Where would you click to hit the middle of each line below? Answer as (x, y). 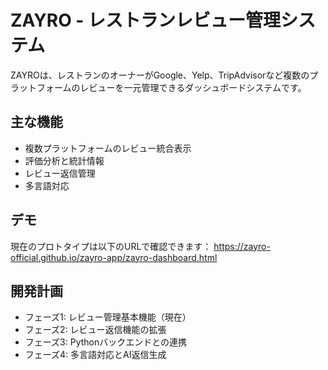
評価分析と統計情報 (64, 160)
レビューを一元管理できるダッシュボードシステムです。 (193, 87)
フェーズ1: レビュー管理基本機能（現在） (108, 317)
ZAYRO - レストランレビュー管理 (146, 20)
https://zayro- (242, 246)
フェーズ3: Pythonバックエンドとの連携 (106, 342)
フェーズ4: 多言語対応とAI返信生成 (95, 355)
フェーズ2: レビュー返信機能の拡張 (95, 330)
